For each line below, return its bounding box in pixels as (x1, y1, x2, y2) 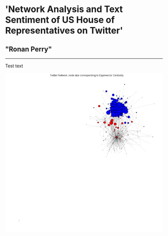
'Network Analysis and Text (5, 4, 123, 15)
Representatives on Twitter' (5, 25, 123, 36)
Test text (5, 63, 23, 69)
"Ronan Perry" (5, 45, 52, 53)
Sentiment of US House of (5, 14, 115, 26)
